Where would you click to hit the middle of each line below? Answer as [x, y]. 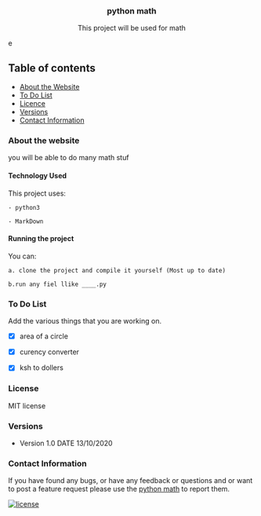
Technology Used [38, 176]
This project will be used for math [132, 28]
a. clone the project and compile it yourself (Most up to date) [117, 270]
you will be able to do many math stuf [69, 158]
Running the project [41, 239]
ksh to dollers [42, 368]
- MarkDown [26, 221]
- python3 [24, 207]
